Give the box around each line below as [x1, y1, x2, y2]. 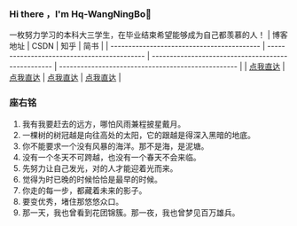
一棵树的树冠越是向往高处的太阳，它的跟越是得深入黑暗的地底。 [21, 129, 255, 140]
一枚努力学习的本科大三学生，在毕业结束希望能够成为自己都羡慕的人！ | [9, 29, 270, 41]
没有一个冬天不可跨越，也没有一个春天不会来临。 [21, 152, 201, 162]
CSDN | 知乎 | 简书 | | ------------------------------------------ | [31, 41, 266, 51]
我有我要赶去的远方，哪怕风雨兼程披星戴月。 [21, 118, 186, 129]
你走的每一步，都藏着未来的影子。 [21, 184, 147, 196]
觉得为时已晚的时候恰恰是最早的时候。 [21, 174, 162, 184]
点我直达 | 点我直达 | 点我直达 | [9, 73, 121, 83]
